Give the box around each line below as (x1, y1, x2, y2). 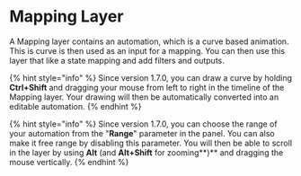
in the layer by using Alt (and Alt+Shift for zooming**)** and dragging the (9, 146, 284, 158)
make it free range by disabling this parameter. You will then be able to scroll (9, 137, 293, 148)
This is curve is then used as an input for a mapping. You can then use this (9, 45, 286, 56)
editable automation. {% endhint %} (9, 101, 142, 111)
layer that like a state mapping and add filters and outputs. (9, 55, 225, 66)
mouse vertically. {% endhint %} (9, 156, 129, 167)
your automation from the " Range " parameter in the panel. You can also (9, 128, 276, 138)
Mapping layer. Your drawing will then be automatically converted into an (9, 92, 279, 102)
